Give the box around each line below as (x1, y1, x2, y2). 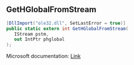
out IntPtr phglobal (14, 36, 65, 43)
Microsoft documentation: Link (6, 53, 81, 60)
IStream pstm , (14, 31, 49, 37)
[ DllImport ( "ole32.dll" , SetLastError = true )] (6, 20, 126, 26)
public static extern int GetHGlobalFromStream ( (6, 26, 129, 32)
